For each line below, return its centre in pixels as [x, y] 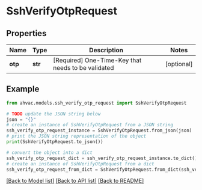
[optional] [179, 64]
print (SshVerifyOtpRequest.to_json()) [55, 142]
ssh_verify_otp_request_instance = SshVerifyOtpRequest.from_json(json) [99, 130]
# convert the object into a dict [50, 152]
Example [23, 89]
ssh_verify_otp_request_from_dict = [52, 170]
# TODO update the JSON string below [54, 114]
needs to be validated [84, 68]
